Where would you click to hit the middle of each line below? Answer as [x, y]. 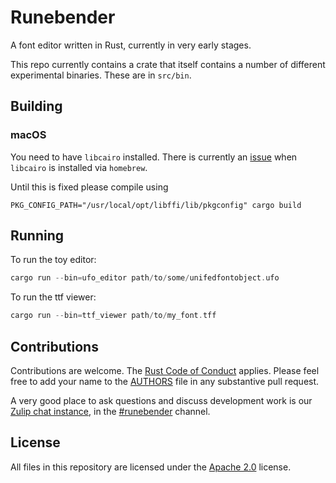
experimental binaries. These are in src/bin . [101, 75]
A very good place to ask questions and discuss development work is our [161, 400]
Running [37, 236]
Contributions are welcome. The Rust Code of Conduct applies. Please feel [165, 370]
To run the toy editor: [53, 260]
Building [36, 106]
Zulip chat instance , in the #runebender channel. [110, 411]
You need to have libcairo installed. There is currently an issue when [154, 157]
